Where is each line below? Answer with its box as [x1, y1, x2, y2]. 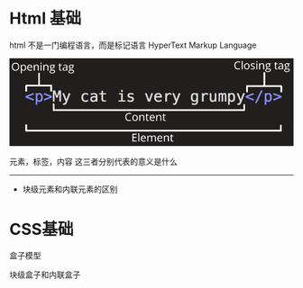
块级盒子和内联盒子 [9, 269, 81, 280]
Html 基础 [9, 8, 82, 29]
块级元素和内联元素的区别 [22, 184, 118, 194]
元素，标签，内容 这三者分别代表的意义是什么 [9, 157, 178, 167]
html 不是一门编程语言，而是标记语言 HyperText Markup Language [9, 40, 257, 50]
